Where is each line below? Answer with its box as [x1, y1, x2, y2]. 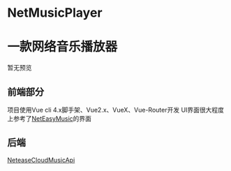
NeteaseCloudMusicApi [7, 156, 75, 164]
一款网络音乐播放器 [7, 39, 118, 55]
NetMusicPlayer [7, 5, 103, 21]
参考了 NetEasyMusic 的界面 [13, 114, 92, 123]
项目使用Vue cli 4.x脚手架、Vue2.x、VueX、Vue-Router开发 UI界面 [7, 105, 200, 114]
